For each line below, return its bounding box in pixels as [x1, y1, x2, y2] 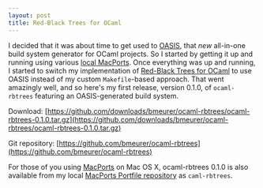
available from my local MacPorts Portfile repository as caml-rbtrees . [8, 171, 233, 180]
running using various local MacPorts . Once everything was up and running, [8, 57, 256, 67]
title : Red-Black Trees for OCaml [8, 19, 122, 27]
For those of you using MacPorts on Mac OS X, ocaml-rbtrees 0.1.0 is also [8, 162, 249, 171]
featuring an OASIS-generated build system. [35, 91, 179, 100]
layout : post [8, 11, 51, 20]
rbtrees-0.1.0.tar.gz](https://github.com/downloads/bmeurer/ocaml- [8, 115, 229, 124]
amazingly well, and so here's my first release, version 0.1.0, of [8, 82, 212, 92]
